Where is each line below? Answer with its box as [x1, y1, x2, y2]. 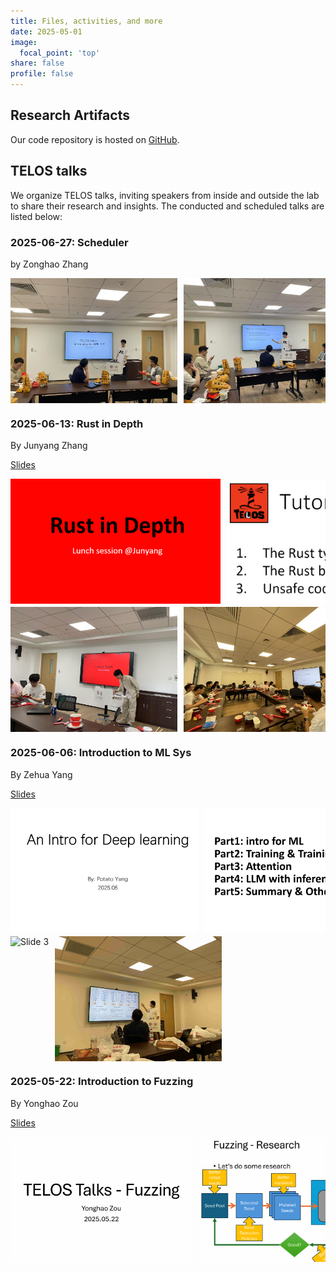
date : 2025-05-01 [10, 26, 83, 37]
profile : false [10, 69, 74, 79]
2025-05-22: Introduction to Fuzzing [10, 1075, 194, 1089]
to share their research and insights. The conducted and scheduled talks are [10, 200, 325, 212]
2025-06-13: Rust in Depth [10, 416, 144, 430]
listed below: [10, 210, 63, 222]
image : [10, 37, 38, 47]
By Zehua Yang [10, 768, 73, 780]
